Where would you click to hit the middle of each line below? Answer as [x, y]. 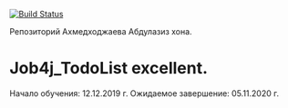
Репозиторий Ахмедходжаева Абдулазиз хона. [101, 31]
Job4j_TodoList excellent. [108, 69]
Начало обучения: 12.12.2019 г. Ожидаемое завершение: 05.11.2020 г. [144, 93]
